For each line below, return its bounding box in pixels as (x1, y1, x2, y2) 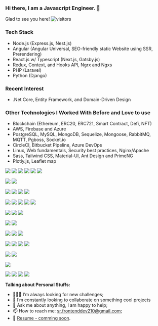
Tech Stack (5, 29, 34, 36)
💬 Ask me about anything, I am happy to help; (12, 302, 108, 308)
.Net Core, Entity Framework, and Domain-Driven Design (12, 96, 131, 103)
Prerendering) (12, 51, 42, 57)
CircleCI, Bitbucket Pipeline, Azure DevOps (12, 142, 102, 148)
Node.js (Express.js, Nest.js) (12, 40, 72, 46)
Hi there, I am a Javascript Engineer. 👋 (5, 5, 100, 12)
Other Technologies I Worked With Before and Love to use (5, 109, 151, 116)
